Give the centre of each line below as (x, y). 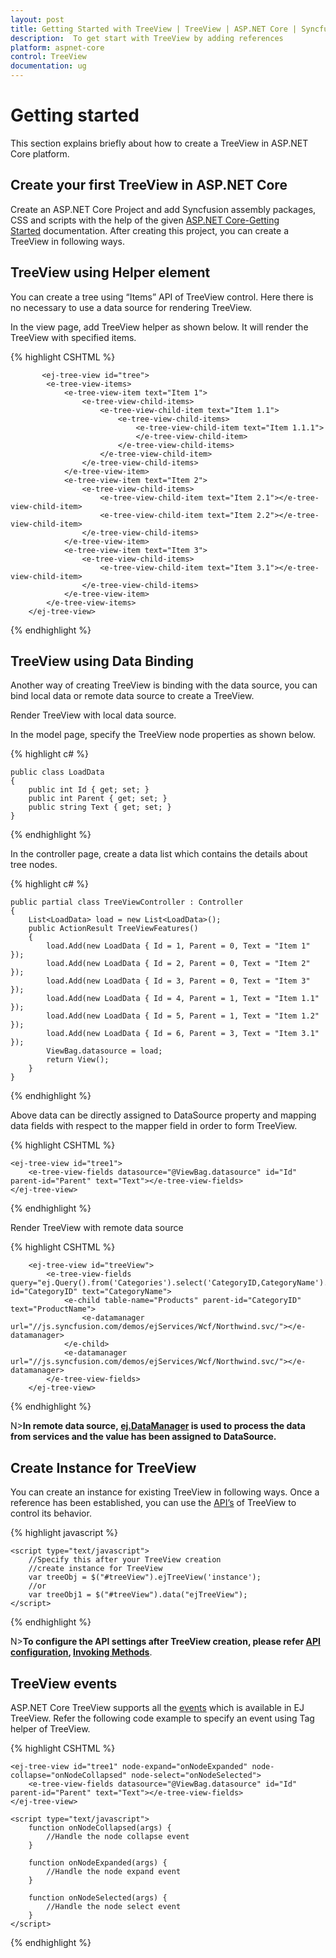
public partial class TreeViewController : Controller (127, 902)
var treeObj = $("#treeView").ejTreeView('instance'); (145, 1577)
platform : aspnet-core (57, 47)
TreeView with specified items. (73, 337)
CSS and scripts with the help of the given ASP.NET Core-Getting (145, 220)
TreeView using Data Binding (102, 661)
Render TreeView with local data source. (93, 715)
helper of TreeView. (50, 1729)
